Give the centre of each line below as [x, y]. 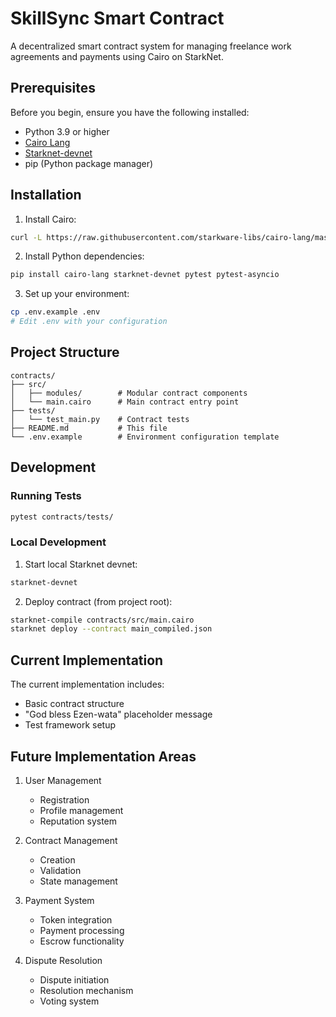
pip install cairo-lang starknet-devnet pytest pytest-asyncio [145, 275]
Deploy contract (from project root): [98, 601]
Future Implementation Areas [103, 756]
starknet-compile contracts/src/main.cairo [102, 620]
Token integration [76, 919]
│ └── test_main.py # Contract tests [100, 419]
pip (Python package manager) [89, 163]
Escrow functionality [82, 941]
